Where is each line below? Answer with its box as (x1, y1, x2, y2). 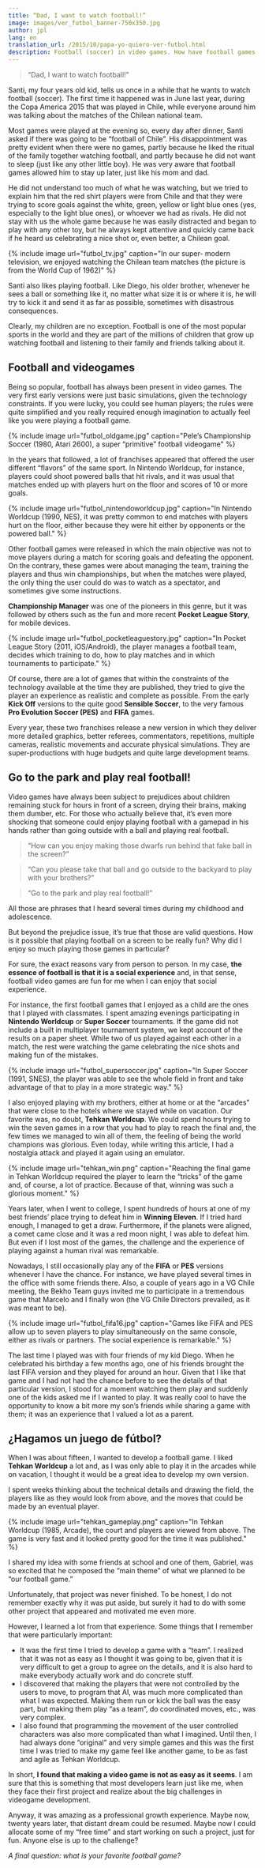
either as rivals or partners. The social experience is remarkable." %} (8, 1335, 233, 1344)
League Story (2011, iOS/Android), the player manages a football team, (8, 642, 237, 651)
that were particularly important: (8, 1630, 113, 1640)
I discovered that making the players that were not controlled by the (19, 1679, 240, 1689)
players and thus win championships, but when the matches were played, (8, 569, 247, 578)
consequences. (8, 306, 59, 315)
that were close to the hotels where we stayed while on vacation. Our (8, 1105, 233, 1115)
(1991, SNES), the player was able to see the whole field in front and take (8, 1074, 244, 1083)
